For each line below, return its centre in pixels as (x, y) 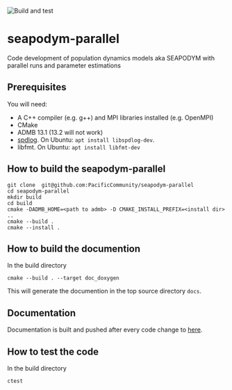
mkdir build (24, 197)
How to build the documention (74, 249)
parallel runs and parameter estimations (64, 65)
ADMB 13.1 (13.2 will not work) (60, 132)
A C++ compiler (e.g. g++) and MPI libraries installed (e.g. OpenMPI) (115, 117)
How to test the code (53, 351)
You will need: (27, 104)
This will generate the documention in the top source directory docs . (105, 291)
